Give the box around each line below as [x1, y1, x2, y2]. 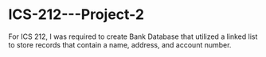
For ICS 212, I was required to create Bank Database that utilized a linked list [8, 32, 258, 41]
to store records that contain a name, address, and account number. [8, 40, 232, 49]
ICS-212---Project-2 [8, 6, 145, 24]
